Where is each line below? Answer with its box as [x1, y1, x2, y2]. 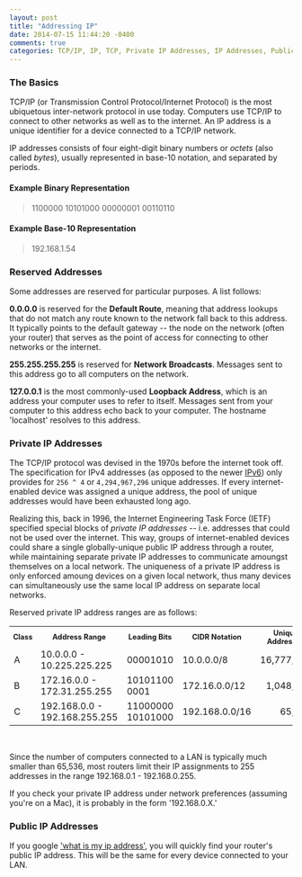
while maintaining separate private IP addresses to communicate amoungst [9, 551, 289, 562]
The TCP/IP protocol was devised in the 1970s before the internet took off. [9, 458, 284, 469]
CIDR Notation [191, 632, 243, 642]
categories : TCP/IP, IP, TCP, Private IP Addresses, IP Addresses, [9, 47, 268, 56]
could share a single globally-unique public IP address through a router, [9, 541, 274, 553]
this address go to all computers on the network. [9, 369, 190, 380]
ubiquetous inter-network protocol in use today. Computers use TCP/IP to [9, 106, 282, 117]
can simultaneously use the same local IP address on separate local [9, 580, 261, 591]
